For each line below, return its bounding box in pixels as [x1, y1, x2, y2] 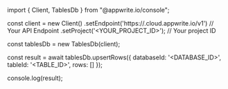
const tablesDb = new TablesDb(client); [7, 40, 121, 48]
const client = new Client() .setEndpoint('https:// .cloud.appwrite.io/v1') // [7, 19, 214, 27]
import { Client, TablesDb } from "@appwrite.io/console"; [7, 6, 170, 14]
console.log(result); [7, 74, 63, 82]
